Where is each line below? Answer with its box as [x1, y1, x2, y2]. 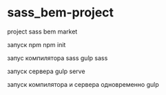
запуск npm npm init [7, 40, 66, 49]
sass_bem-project [7, 5, 114, 21]
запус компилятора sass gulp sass [7, 53, 108, 62]
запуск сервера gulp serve [7, 67, 85, 75]
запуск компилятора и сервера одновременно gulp [7, 80, 160, 88]
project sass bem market [7, 27, 78, 36]
